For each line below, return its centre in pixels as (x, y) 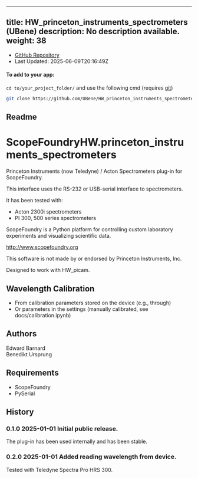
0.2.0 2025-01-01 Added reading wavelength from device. (91, 457)
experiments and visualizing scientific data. (59, 236)
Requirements (32, 373)
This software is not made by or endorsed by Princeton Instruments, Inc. (94, 259)
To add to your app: (30, 75)
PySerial (25, 393)
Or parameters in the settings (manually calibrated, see (81, 309)
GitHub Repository (37, 55)
